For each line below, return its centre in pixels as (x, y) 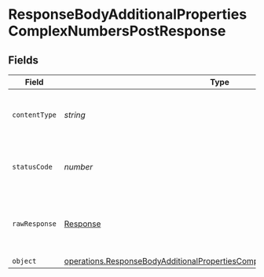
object (24, 261)
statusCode (32, 167)
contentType (35, 115)
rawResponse (35, 224)
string (75, 115)
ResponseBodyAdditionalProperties (128, 15)
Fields (24, 60)
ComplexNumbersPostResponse (117, 31)
